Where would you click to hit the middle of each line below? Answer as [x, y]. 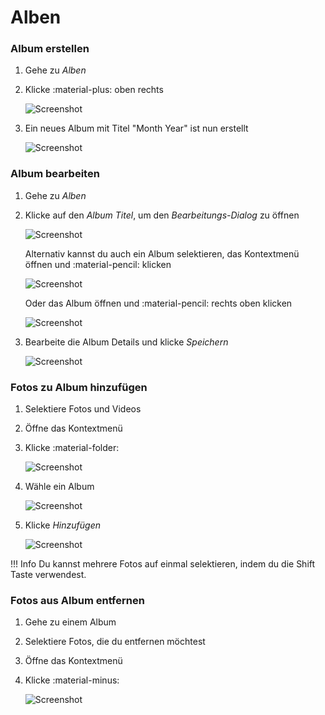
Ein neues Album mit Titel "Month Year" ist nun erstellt [136, 128]
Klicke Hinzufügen [62, 525]
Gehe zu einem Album [70, 622]
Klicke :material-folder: [72, 448]
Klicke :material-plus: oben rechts [94, 90]
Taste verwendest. [48, 575]
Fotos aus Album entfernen [77, 600]
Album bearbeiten [55, 174]
